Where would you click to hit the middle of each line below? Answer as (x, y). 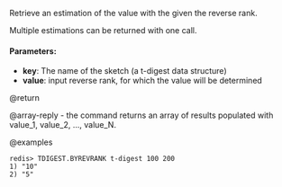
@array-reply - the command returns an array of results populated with (141, 115)
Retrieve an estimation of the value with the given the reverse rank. (134, 13)
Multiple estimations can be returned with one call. (103, 30)
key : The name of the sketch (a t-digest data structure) (124, 71)
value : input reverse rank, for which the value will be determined (142, 81)
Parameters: (33, 51)
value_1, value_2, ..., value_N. (63, 125)
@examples (31, 142)
